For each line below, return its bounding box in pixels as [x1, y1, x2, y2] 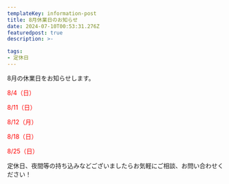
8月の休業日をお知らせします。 [7, 73, 95, 82]
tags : [7, 48, 23, 55]
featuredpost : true [7, 29, 63, 36]
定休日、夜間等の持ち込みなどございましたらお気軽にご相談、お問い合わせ [7, 161, 218, 170]
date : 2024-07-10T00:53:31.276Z [7, 23, 100, 30]
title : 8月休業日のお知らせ [7, 16, 78, 23]
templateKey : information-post [7, 10, 97, 17]
